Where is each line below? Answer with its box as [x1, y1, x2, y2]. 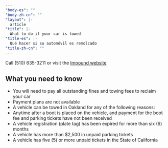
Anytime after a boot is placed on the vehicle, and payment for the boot [12, 110, 163, 116]
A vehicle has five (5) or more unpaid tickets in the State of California [12, 137, 158, 143]
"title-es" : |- [5, 36, 38, 41]
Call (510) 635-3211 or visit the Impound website [5, 59, 107, 66]
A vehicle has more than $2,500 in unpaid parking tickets [12, 132, 133, 138]
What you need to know [5, 75, 83, 83]
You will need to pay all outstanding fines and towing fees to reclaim [12, 88, 156, 94]
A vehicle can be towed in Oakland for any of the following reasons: [12, 104, 155, 111]
